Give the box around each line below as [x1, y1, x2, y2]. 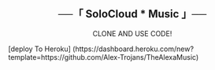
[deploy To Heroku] [8, 44, 71, 53]
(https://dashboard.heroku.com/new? [72, 44, 195, 53]
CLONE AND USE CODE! [92, 28, 172, 38]
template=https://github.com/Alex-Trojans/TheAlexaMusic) [8, 52, 199, 61]
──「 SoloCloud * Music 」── [57, 7, 207, 21]
